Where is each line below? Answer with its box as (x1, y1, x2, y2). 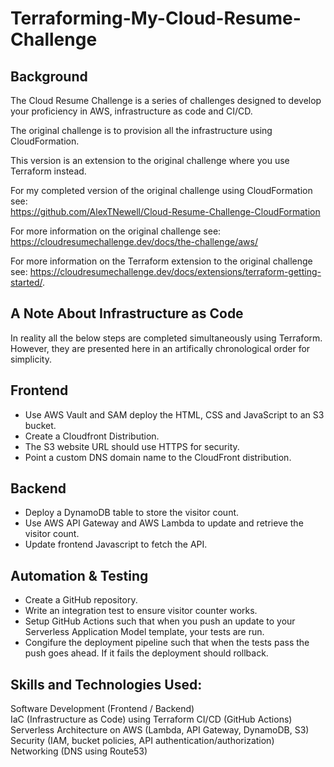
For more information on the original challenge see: (10, 225, 222, 237)
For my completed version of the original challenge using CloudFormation (10, 185, 313, 196)
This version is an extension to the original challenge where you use (10, 155, 290, 166)
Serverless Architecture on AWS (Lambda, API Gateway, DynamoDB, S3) (10, 724, 310, 736)
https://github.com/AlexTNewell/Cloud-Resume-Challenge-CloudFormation (10, 206, 321, 217)
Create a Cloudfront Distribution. (24, 430, 160, 442)
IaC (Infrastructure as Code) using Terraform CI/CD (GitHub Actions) (10, 713, 293, 726)
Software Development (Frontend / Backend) (10, 703, 195, 715)
